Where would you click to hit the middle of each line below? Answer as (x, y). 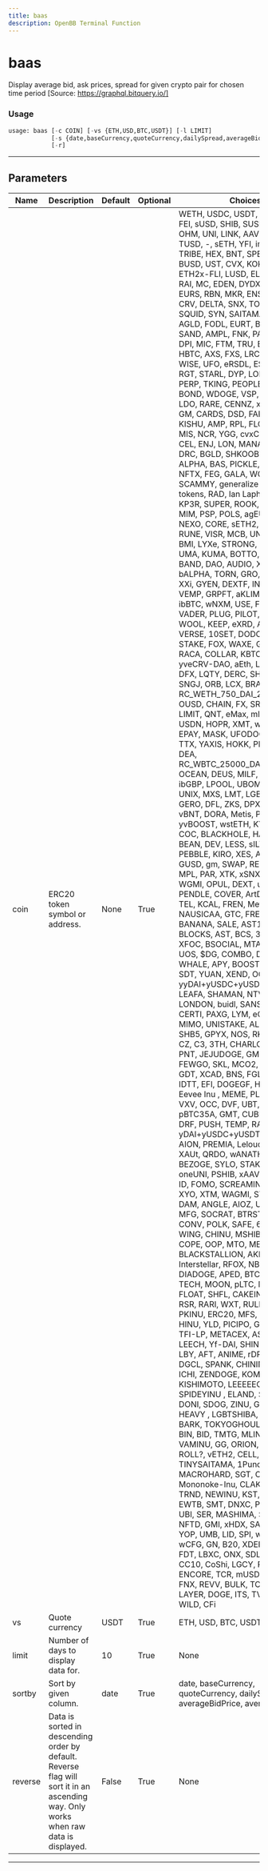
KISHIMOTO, (202, 1384)
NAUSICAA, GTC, (211, 915)
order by (64, 1747)
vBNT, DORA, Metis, (216, 815)
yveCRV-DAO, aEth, (216, 664)
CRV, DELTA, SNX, (213, 304)
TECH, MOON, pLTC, (217, 1284)
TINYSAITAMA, (207, 1464)
